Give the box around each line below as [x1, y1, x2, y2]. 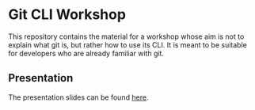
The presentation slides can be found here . [8, 93, 149, 102]
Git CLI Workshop [8, 6, 127, 24]
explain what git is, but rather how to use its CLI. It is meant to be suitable [8, 40, 247, 49]
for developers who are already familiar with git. [8, 48, 165, 58]
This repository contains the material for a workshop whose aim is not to [8, 32, 245, 41]
